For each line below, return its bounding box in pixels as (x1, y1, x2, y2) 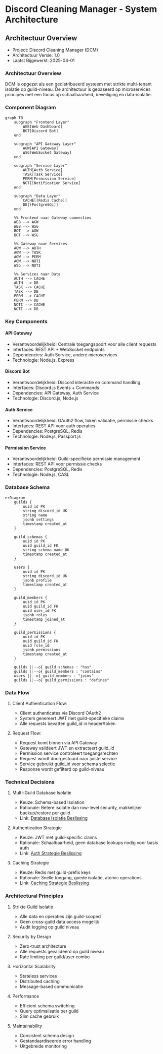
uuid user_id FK (23, 608, 56, 613)
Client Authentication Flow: (12, 700, 68, 706)
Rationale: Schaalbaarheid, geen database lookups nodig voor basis (19, 840, 158, 846)
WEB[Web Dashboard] (23, 124, 63, 129)
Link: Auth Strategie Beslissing (19, 850, 82, 856)
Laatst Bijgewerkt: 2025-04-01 (12, 58, 75, 63)
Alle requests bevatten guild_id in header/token (19, 721, 116, 726)
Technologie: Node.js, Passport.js (12, 433, 81, 440)
